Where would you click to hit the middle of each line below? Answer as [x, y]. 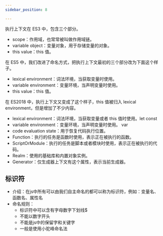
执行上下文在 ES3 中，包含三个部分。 [43, 29]
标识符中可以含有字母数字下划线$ [54, 210]
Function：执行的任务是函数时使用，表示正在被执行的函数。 [73, 137]
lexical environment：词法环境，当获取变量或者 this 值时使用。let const [85, 118]
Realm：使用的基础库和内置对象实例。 [51, 155]
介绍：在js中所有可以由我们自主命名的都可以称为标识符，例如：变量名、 [85, 191]
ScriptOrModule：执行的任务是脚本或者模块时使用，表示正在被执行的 [82, 143]
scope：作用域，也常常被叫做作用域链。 [53, 39]
